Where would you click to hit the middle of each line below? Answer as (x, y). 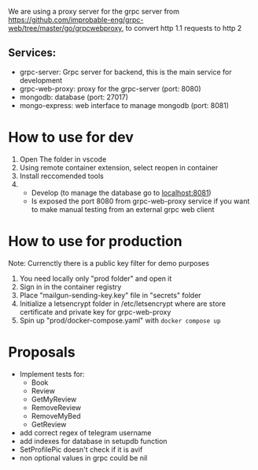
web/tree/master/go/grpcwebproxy (65, 28)
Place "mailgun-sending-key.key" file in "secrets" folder (111, 295)
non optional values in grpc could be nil (83, 457)
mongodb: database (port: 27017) (74, 97)
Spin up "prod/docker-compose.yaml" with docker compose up (120, 320)
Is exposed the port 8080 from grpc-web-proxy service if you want (140, 201)
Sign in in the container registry (70, 286)
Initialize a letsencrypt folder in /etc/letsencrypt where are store (123, 304)
